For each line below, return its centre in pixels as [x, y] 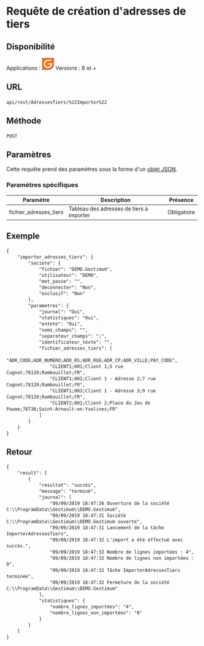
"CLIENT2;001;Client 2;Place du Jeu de [100, 403]
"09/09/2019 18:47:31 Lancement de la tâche [107, 527]
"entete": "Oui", [61, 324]
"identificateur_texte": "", [76, 342]
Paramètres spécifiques [42, 185]
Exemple [23, 236]
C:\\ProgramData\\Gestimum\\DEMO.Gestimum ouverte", [74, 521]
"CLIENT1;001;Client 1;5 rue [86, 366]
